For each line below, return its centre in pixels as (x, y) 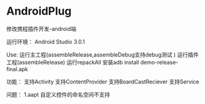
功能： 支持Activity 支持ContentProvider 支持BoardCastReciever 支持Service (103, 81)
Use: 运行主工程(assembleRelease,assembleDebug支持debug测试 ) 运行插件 (102, 54)
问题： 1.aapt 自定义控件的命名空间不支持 (58, 94)
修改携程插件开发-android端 (41, 29)
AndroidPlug (39, 11)
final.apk (17, 69)
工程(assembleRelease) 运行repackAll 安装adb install (73, 62)
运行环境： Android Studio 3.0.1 (46, 41)
